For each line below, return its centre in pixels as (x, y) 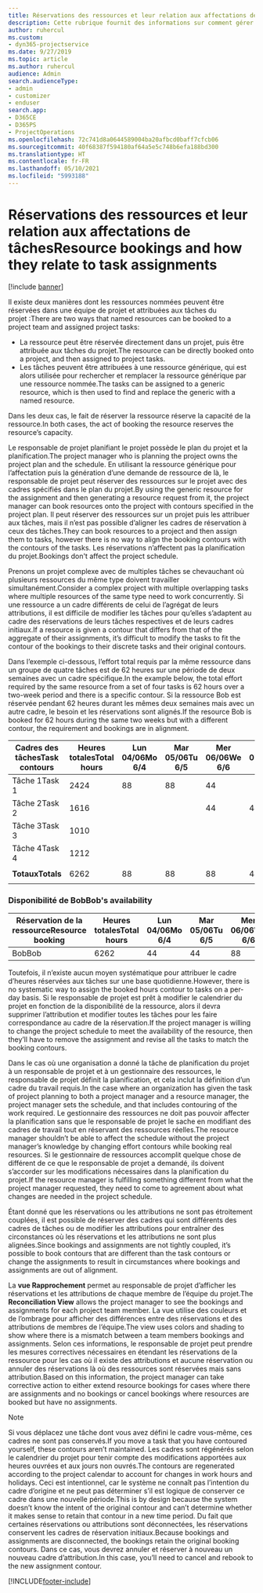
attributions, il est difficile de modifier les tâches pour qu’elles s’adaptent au (130, 612)
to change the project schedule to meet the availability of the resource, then (130, 1031)
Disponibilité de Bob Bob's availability (80, 900)
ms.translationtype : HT (47, 154)
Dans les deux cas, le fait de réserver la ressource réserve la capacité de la (130, 415)
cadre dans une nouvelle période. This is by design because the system (123, 1500)
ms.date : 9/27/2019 (40, 52)
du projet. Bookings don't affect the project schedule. (93, 556)
